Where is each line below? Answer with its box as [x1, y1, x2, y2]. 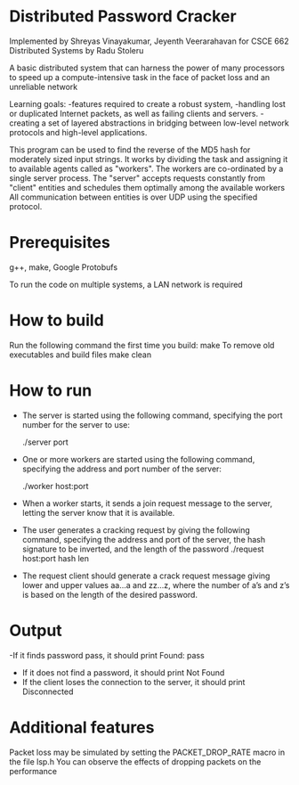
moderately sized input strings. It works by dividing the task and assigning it [9, 153, 288, 164]
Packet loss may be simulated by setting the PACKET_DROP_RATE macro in [9, 747, 286, 757]
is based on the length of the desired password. [21, 589, 198, 600]
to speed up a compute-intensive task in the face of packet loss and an [9, 71, 271, 82]
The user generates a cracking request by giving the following [21, 524, 251, 536]
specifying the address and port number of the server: [21, 463, 222, 474]
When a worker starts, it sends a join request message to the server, [21, 497, 273, 509]
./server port [21, 437, 69, 447]
